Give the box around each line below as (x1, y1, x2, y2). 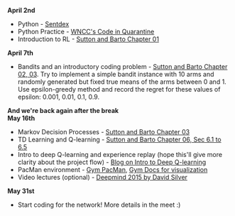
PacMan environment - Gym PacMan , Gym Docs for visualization (17, 166, 208, 173)
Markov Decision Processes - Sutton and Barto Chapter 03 (17, 128, 190, 136)
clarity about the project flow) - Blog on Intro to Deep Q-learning (17, 158, 207, 166)
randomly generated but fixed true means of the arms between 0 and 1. (17, 77, 227, 86)
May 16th (7, 114, 35, 122)
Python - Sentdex (17, 20, 70, 28)
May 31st (7, 187, 35, 195)
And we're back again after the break (7, 107, 119, 114)
